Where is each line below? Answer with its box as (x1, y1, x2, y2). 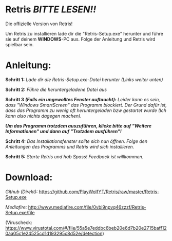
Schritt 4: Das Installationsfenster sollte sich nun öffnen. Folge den (5, 138, 148, 144)
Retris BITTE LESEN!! (5, 4, 97, 15)
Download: (5, 172, 53, 183)
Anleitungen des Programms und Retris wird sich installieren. (5, 143, 135, 150)
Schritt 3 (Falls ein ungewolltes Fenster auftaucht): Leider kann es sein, (5, 96, 161, 102)
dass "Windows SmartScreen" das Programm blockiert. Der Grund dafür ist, (5, 102, 167, 108)
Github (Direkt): (5, 189, 38, 195)
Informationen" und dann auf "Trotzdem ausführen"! (5, 128, 122, 134)
